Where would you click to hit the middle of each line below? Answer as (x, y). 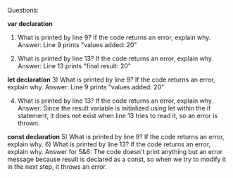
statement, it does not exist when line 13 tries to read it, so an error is (118, 116)
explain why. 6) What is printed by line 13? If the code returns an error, (109, 144)
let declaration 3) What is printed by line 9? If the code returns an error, (111, 80)
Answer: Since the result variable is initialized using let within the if (114, 108)
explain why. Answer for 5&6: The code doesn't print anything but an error (115, 152)
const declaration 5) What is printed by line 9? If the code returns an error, (116, 137)
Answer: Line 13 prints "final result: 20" (74, 66)
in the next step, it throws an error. (57, 167)
